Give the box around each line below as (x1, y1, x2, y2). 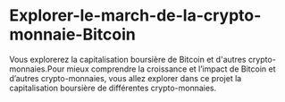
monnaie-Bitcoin (9, 24, 136, 45)
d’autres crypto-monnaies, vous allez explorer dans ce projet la (9, 72, 242, 83)
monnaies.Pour (9, 64, 65, 74)
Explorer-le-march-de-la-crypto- (9, 5, 262, 26)
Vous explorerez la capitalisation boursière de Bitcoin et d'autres (9, 54, 247, 64)
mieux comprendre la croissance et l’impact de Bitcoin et (66, 64, 276, 74)
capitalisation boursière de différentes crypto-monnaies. (9, 82, 217, 93)
